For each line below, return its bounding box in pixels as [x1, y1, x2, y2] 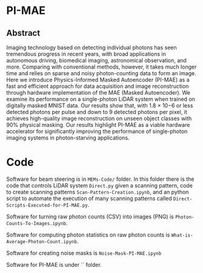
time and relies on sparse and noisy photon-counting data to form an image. [6, 70, 197, 76]
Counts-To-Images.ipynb [6, 220, 67, 226]
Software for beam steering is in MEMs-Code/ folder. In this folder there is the [6, 175, 195, 183]
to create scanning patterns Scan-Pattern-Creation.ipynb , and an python [6, 188, 189, 195]
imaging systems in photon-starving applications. [6, 134, 130, 141]
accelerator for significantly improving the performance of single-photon [6, 128, 188, 135]
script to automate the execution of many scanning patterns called [6, 195, 172, 202]
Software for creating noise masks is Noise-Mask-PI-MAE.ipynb [6, 249, 162, 257]
